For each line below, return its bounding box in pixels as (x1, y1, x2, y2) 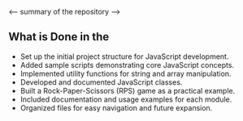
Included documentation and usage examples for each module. (20, 94, 232, 104)
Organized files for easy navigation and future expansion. (20, 102, 213, 112)
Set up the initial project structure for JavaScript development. (20, 52, 229, 61)
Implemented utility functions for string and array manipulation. (20, 69, 232, 78)
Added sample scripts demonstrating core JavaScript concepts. (20, 60, 234, 69)
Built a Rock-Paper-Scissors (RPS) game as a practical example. (20, 86, 236, 95)
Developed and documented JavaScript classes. (20, 77, 183, 87)
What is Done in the (8, 30, 110, 44)
